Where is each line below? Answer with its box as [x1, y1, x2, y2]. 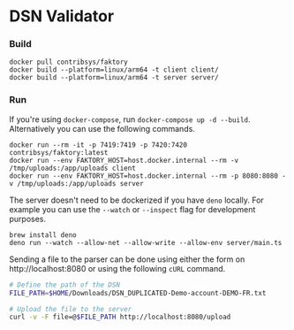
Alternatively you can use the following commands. [9, 123, 196, 134]
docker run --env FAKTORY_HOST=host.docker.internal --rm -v [9, 156, 239, 165]
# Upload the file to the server [9, 304, 132, 313]
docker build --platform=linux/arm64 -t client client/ [9, 65, 219, 74]
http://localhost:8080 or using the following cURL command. [9, 263, 226, 273]
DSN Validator [9, 6, 115, 27]
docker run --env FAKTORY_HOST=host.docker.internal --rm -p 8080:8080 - [9, 171, 287, 180]
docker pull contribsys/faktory [9, 58, 128, 67]
